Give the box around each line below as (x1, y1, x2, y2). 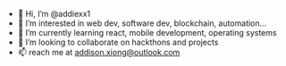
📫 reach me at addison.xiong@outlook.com (17, 47, 181, 57)
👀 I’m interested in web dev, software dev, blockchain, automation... (17, 18, 267, 29)
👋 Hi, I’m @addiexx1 (17, 9, 91, 19)
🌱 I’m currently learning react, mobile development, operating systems (17, 28, 277, 37)
